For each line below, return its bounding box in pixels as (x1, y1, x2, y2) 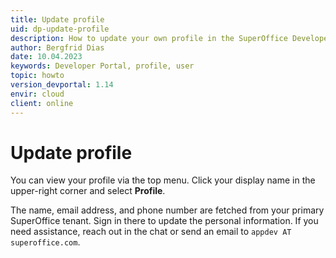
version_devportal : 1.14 (10, 80, 114, 90)
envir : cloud (10, 89, 65, 99)
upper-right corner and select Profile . (10, 185, 166, 197)
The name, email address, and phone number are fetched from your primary (10, 204, 325, 216)
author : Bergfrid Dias (10, 42, 105, 53)
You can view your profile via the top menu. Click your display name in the (10, 174, 316, 186)
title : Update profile (10, 14, 105, 25)
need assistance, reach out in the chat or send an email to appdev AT (10, 226, 292, 238)
